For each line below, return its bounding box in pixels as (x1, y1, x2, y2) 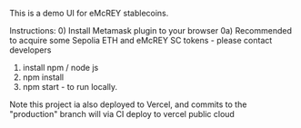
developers (9, 44, 52, 55)
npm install (22, 72, 65, 83)
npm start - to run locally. (22, 82, 118, 92)
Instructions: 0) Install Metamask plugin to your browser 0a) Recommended (9, 25, 293, 35)
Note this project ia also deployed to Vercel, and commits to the (9, 99, 247, 110)
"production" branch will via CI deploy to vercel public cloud (9, 109, 235, 119)
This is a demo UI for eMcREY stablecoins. (9, 8, 169, 18)
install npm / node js (22, 63, 99, 73)
